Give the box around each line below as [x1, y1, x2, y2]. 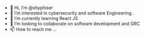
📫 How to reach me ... [10, 26, 57, 32]
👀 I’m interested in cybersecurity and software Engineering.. [10, 10, 134, 16]
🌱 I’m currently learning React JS [10, 15, 78, 21]
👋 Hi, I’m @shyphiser [10, 5, 53, 10]
